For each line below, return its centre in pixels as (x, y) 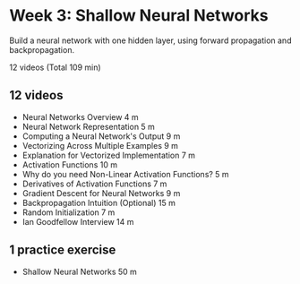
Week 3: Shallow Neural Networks (139, 16)
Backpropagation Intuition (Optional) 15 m (99, 202)
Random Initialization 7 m (69, 212)
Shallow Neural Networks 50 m (79, 271)
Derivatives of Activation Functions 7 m (94, 184)
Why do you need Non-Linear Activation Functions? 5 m (126, 174)
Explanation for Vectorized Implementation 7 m (108, 155)
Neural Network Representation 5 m (88, 126)
